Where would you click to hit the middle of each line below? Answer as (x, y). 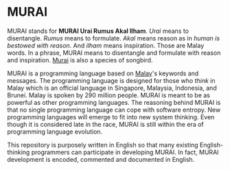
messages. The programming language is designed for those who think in (111, 80)
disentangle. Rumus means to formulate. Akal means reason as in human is (114, 38)
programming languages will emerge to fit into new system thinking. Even (111, 117)
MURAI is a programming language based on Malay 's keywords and (103, 73)
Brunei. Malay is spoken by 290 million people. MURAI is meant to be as (109, 95)
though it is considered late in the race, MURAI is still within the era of (105, 124)
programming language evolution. (55, 132)
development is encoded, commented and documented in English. (101, 159)
